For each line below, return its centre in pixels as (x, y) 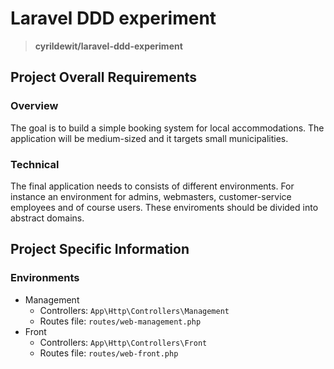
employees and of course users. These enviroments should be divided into (164, 207)
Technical (35, 164)
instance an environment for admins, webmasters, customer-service (151, 196)
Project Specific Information (100, 249)
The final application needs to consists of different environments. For (152, 186)
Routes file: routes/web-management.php (120, 321)
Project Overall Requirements (104, 77)
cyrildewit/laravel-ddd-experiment (108, 46)
